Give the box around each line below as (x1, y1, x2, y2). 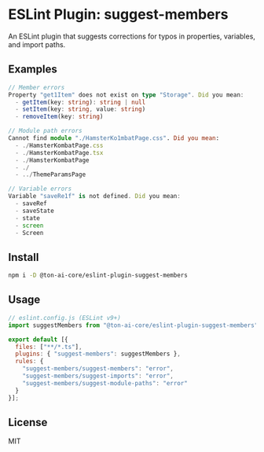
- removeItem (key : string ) (15, 112, 104, 121)
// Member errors (8, 83, 65, 91)
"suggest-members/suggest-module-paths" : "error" (22, 379, 189, 387)
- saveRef (15, 200, 47, 208)
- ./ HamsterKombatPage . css (15, 141, 104, 149)
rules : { (15, 358, 44, 366)
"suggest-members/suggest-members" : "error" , (22, 365, 174, 373)
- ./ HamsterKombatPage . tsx (15, 149, 104, 156)
